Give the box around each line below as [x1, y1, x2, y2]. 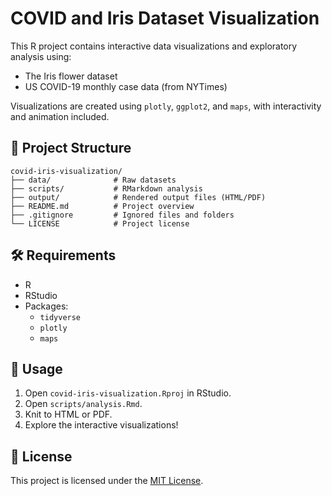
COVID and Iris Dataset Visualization [10, 7, 320, 30]
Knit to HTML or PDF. [24, 408, 113, 421]
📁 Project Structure [10, 140, 132, 157]
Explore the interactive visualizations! [24, 419, 179, 431]
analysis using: [10, 50, 72, 62]
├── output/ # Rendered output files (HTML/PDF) [10, 192, 267, 202]
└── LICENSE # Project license [10, 218, 190, 229]
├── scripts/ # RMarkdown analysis [10, 183, 203, 194]
